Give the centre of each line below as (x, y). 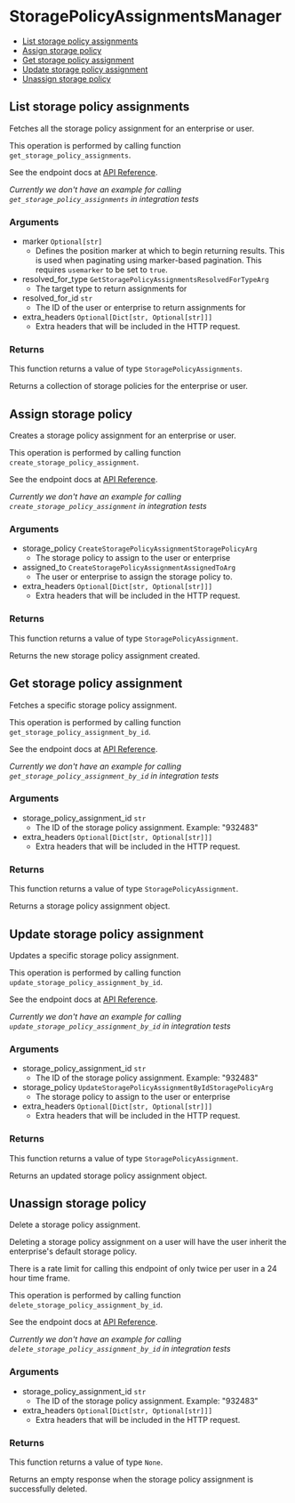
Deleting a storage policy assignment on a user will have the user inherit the (148, 1242)
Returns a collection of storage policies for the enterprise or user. (129, 386)
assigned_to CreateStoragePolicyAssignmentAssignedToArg (129, 568)
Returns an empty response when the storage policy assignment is (132, 1479)
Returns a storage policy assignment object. (90, 906)
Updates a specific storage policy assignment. (94, 955)
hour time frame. (40, 1278)
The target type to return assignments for (111, 289)
